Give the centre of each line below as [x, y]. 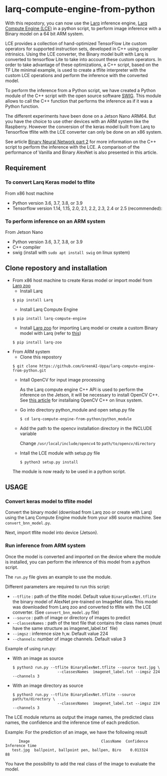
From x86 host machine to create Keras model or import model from [82, 280]
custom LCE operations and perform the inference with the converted [77, 75]
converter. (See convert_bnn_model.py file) [56, 612]
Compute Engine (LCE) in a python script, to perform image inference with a [83, 28]
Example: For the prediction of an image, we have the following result [76, 732]
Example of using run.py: [31, 648]
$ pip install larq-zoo [37, 342]
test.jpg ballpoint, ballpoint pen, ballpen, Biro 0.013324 [80, 750]
